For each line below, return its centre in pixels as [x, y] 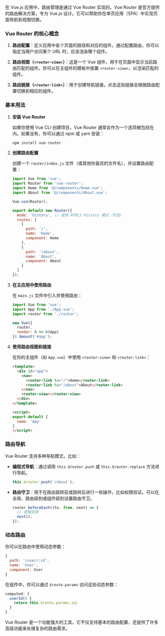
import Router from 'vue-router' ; [48, 184]
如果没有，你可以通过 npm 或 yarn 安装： [63, 133]
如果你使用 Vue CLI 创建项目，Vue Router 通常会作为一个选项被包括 [81, 127]
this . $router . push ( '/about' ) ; [43, 482]
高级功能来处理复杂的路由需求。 [37, 629]
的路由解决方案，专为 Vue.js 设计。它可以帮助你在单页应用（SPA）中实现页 [82, 13]
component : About [43, 261]
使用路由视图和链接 [32, 347]
